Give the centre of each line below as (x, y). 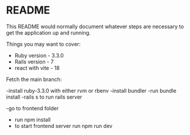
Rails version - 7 (34, 62)
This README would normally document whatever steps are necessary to (95, 26)
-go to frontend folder (32, 108)
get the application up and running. (48, 32)
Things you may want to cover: (43, 44)
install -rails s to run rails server (44, 97)
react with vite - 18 (37, 67)
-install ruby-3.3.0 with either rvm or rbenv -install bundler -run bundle (91, 90)
